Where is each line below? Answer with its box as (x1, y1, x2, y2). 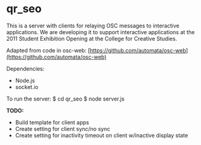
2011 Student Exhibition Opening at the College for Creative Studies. (6, 35, 177, 42)
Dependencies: (6, 65, 45, 72)
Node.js (15, 77, 35, 84)
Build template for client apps (15, 118, 90, 126)
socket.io (15, 83, 38, 90)
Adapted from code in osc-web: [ (6, 46, 90, 54)
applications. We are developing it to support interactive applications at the (6, 28, 195, 35)
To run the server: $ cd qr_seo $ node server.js (6, 95, 125, 102)
